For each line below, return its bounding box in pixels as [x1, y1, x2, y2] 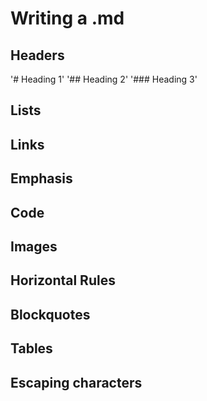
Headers [10, 47, 65, 64]
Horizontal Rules [10, 272, 116, 289]
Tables [10, 340, 53, 357]
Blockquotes [10, 306, 91, 323]
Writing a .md [10, 7, 125, 30]
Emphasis [10, 170, 73, 187]
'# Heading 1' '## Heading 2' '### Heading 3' [10, 73, 198, 85]
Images [10, 238, 58, 255]
